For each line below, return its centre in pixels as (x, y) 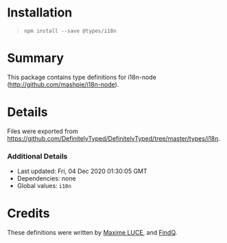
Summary (35, 58)
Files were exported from (43, 131)
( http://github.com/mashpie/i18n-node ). (63, 84)
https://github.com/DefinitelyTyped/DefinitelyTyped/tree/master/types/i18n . (114, 138)
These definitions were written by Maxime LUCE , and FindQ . (92, 233)
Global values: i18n (44, 186)
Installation (40, 13)
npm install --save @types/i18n (70, 31)
